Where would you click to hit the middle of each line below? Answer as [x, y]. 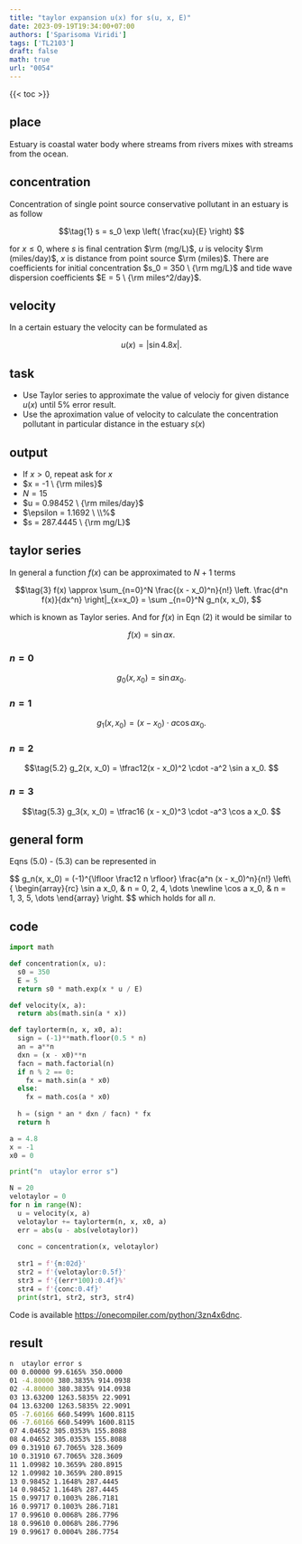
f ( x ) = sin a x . [151, 635]
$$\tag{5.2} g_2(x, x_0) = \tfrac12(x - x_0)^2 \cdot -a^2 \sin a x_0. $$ [151, 768]
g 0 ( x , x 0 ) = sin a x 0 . [151, 679]
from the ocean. [39, 154]
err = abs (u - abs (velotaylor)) [78, 1230]
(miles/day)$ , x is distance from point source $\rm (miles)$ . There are [139, 258]
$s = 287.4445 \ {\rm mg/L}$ [76, 522]
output [28, 452]
